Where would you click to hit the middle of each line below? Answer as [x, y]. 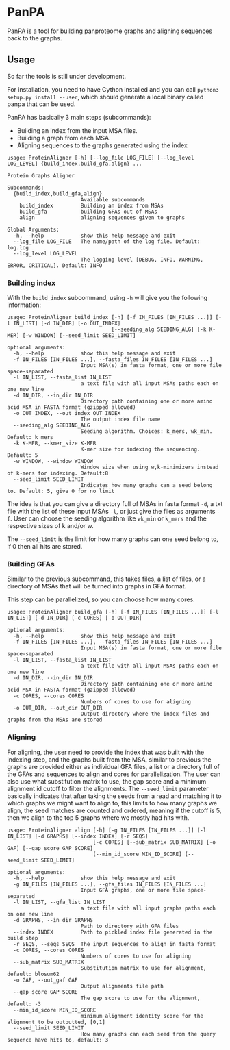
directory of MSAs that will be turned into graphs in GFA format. [97, 586]
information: [24, 305]
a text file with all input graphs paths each [148, 908]
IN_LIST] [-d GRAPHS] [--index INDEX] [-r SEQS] [78, 836]
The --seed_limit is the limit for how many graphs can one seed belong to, [113, 539]
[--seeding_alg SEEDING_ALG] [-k [159, 329]
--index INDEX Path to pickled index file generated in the [113, 932]
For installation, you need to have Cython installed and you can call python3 [113, 89]
